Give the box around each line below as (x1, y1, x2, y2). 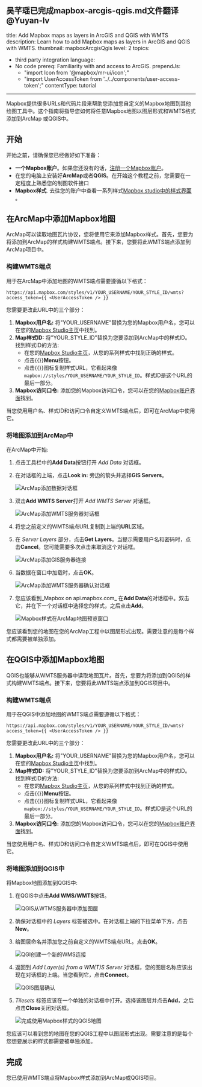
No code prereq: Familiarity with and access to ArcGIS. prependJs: (14, 62, 181, 69)
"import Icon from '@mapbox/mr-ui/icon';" (23, 69, 129, 76)
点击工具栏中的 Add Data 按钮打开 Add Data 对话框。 (14, 459, 144, 466)
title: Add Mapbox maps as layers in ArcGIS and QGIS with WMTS (6, 31, 168, 39)
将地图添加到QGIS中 (6, 864, 65, 873)
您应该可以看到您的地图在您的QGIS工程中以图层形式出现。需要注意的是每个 (6, 1030, 193, 1038)
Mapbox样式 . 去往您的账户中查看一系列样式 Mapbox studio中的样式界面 (14, 186, 192, 194)
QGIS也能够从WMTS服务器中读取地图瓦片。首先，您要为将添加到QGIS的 (6, 671, 186, 679)
